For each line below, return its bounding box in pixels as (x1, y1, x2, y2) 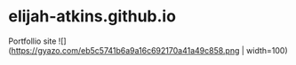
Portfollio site (8, 36, 57, 46)
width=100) (246, 45, 288, 55)
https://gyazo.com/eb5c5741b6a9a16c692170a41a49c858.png (11, 45, 240, 55)
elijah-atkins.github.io (8, 6, 177, 27)
